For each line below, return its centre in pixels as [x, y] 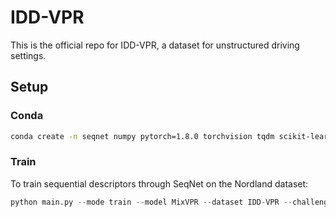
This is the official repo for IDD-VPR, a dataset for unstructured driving [155, 45]
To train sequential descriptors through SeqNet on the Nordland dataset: [159, 183]
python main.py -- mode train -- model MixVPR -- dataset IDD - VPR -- [151, 202]
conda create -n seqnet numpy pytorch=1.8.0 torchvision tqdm [142, 136]
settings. [28, 55]
